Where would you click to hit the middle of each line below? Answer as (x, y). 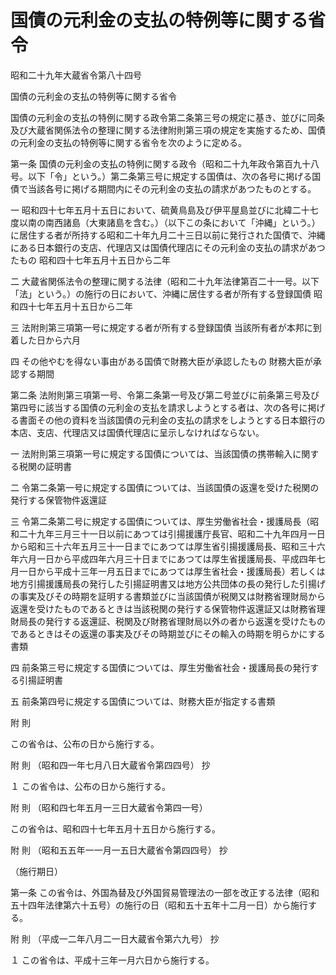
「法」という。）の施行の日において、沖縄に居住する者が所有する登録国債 (161, 293)
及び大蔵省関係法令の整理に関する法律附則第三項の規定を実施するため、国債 (168, 130)
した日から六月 (49, 340)
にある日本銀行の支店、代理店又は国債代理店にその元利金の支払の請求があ (163, 247)
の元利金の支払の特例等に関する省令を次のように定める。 (128, 142)
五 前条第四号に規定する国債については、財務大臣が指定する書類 (143, 701)
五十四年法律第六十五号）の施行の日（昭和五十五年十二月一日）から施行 (159, 905)
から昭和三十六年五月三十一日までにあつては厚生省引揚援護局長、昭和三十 (163, 546)
